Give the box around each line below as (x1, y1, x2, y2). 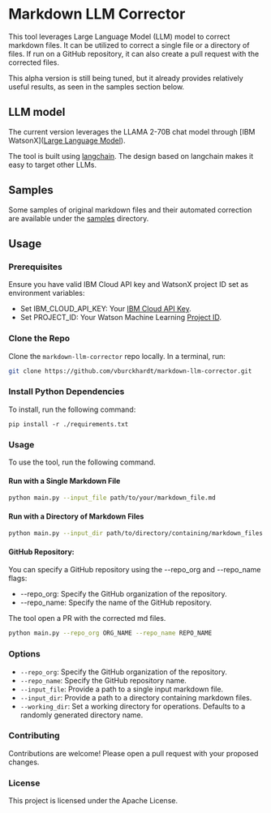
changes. (8, 757, 40, 767)
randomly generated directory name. (19, 710, 144, 720)
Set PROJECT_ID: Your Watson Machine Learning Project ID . (19, 313, 222, 323)
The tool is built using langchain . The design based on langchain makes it (8, 151, 254, 160)
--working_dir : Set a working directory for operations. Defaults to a (19, 701, 246, 711)
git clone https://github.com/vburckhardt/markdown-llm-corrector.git (8, 366, 252, 375)
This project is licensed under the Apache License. (8, 796, 179, 806)
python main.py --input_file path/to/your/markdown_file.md (8, 494, 217, 503)
